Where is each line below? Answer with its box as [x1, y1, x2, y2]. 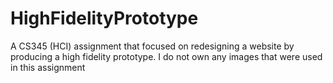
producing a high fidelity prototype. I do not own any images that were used [10, 50, 323, 62]
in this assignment [10, 61, 86, 73]
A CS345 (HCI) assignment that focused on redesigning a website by [10, 40, 295, 52]
